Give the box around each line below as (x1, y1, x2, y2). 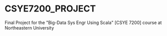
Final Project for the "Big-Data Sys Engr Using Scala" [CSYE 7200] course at (4, 19, 162, 25)
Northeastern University (4, 24, 54, 30)
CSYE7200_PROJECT (4, 3, 96, 14)
